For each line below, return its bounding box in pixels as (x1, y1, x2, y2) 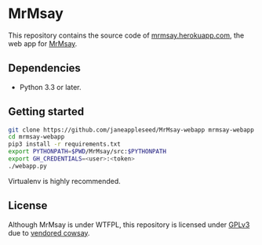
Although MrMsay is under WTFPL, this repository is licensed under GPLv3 (8, 220, 250, 229)
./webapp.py (8, 162, 47, 170)
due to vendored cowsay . (8, 228, 90, 237)
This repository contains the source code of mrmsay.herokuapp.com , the (8, 31, 245, 40)
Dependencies (8, 62, 81, 75)
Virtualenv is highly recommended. (8, 176, 122, 186)
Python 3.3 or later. (19, 82, 82, 92)
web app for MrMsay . (8, 38, 78, 48)
